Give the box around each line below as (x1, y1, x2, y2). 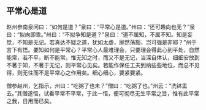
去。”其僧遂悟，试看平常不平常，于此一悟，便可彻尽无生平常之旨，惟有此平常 (6, 89, 200, 97)
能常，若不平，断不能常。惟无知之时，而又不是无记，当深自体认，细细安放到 (6, 54, 200, 61)
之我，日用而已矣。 (6, 97, 55, 105)
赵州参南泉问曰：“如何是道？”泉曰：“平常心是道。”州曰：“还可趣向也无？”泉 (6, 23, 195, 31)
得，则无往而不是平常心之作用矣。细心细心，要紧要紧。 (6, 69, 146, 76)
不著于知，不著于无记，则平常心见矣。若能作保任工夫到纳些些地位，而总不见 (6, 61, 200, 68)
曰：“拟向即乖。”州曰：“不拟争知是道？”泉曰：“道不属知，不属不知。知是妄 (6, 31, 193, 38)
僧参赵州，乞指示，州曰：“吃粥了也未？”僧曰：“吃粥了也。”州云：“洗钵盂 (6, 82, 188, 89)
